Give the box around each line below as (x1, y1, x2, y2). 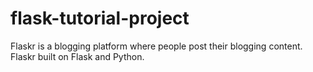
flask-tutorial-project (10, 7, 190, 30)
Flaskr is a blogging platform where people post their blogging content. (10, 40, 303, 52)
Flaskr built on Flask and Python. (10, 50, 145, 62)
